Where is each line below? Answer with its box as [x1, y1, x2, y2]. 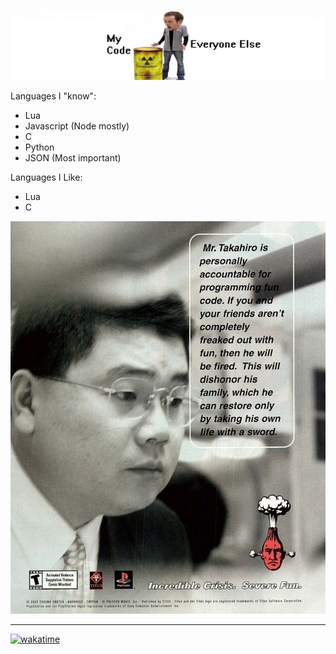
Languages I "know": [10, 90, 97, 102]
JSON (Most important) [24, 151, 122, 164]
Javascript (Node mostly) [24, 120, 130, 132]
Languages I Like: [10, 171, 83, 183]
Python [24, 141, 55, 153]
